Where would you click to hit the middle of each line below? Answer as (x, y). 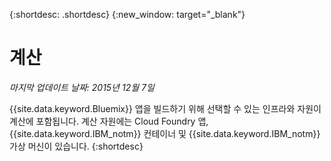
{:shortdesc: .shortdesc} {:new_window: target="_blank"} (127, 14)
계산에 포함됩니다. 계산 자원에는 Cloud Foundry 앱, (109, 121)
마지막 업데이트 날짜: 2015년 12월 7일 (82, 87)
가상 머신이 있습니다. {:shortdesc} (76, 146)
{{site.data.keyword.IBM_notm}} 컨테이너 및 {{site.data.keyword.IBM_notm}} (165, 133)
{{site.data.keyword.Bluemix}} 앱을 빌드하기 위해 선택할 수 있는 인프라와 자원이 (165, 108)
